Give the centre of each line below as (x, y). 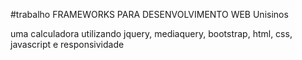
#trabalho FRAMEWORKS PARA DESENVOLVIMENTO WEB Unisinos (149, 14)
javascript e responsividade (67, 44)
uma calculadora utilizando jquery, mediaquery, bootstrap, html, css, (151, 33)
